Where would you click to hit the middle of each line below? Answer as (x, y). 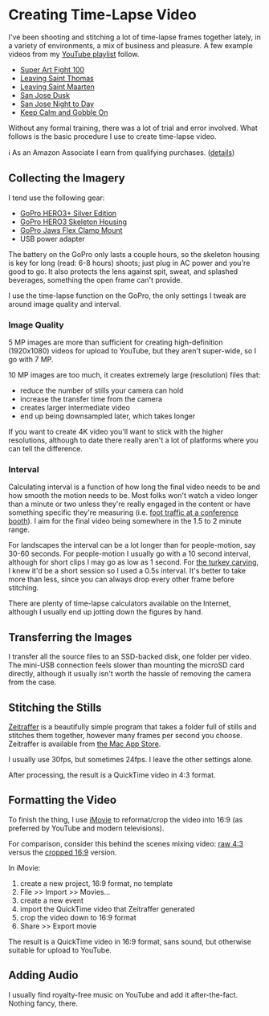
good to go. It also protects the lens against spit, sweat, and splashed (123, 271)
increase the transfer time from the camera (91, 399)
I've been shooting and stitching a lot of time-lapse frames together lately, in (134, 37)
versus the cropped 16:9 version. (63, 852)
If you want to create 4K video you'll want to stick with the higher (116, 432)
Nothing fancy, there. (43, 1003)
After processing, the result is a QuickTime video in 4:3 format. (112, 775)
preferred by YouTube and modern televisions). (86, 828)
